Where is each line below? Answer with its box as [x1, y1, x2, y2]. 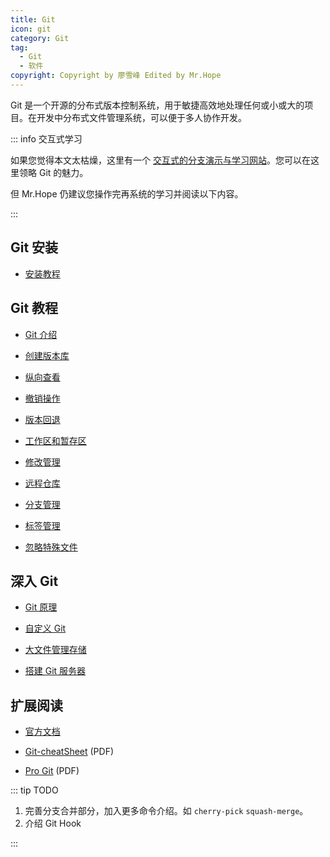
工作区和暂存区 [24, 434, 87, 446]
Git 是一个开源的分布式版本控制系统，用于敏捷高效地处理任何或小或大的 [10, 99, 305, 111]
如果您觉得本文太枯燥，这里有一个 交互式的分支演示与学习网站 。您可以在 [10, 154, 311, 166]
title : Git [10, 14, 56, 25]
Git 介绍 [24, 328, 58, 340]
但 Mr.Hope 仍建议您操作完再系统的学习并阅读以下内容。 [10, 187, 244, 200]
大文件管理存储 [24, 644, 87, 656]
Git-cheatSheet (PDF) [24, 746, 115, 758]
